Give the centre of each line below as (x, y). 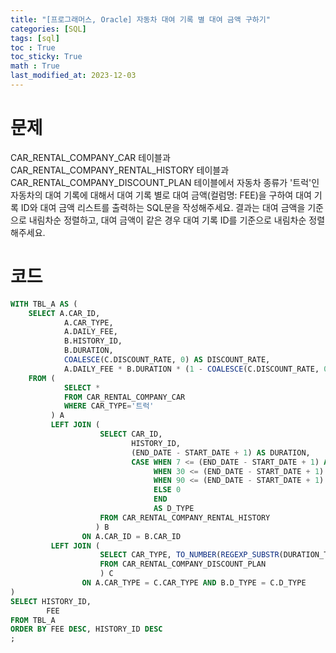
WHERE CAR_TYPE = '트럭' (109, 406)
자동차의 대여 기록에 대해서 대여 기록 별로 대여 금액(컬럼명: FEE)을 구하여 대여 (161, 195)
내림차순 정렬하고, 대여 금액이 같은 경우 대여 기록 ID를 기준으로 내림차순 (167, 220)
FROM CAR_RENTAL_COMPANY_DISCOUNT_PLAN (183, 564)
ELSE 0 (167, 490)
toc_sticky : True (46, 57)
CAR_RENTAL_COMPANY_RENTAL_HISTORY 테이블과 (120, 170)
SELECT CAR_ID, (131, 434)
